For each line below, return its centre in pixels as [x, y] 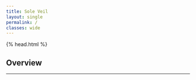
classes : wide [23, 28]
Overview [24, 63]
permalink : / [22, 22]
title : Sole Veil [27, 11]
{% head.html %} [27, 44]
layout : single [24, 17]
